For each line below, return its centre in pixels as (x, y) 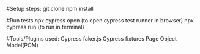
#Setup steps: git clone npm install (50, 9)
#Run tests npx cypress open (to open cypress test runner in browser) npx (100, 20)
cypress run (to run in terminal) (45, 27)
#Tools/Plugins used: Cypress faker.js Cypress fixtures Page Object (92, 39)
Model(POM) (22, 45)
